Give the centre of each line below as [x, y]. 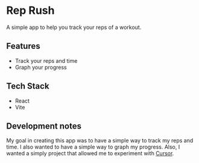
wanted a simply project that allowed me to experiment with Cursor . [90, 153]
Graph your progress [41, 67]
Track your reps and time [46, 60]
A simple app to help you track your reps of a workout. [74, 27]
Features [23, 46]
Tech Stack [28, 86]
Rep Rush [30, 11]
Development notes [44, 126]
